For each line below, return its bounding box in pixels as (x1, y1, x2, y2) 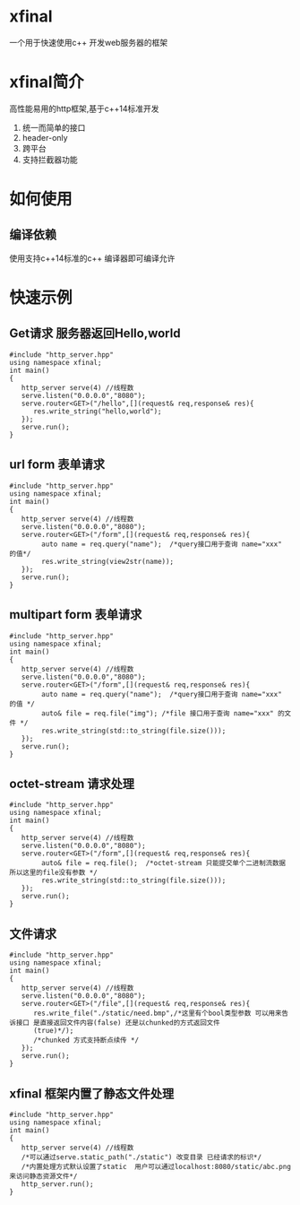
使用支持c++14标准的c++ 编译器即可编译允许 (9, 253, 176, 264)
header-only (21, 132, 69, 143)
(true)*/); (32, 1027, 74, 1036)
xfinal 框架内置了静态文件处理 (9, 1086, 175, 1101)
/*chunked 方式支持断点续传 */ (32, 1036, 140, 1045)
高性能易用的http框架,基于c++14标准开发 (9, 103, 159, 114)
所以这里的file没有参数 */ (9, 868, 99, 878)
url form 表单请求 (9, 457, 106, 472)
